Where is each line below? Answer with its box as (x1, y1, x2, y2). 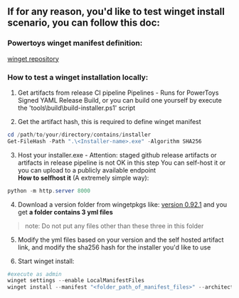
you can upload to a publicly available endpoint (17, 165, 156, 174)
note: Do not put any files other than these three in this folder (24, 221, 204, 230)
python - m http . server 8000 (7, 187, 91, 195)
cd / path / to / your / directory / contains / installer (7, 131, 152, 138)
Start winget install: (17, 257, 75, 265)
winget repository (7, 54, 59, 63)
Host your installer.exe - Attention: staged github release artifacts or (17, 150, 217, 159)
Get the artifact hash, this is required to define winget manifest (17, 117, 201, 125)
